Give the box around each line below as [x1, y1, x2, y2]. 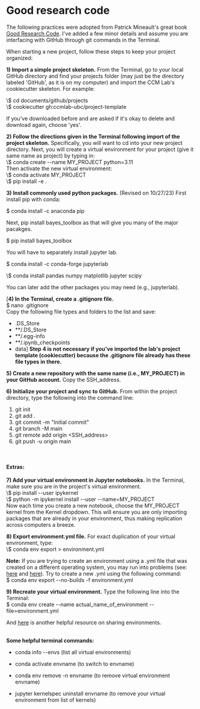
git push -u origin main [14, 437, 71, 445]
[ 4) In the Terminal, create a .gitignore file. [6, 295, 114, 302]
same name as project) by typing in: [6, 152, 95, 159]
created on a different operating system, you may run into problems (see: [6, 563, 187, 571]
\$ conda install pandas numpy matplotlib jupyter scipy [6, 272, 142, 279]
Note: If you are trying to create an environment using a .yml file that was [6, 557, 187, 565]
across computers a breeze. [6, 521, 76, 529]
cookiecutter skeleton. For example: [6, 85, 95, 92]
